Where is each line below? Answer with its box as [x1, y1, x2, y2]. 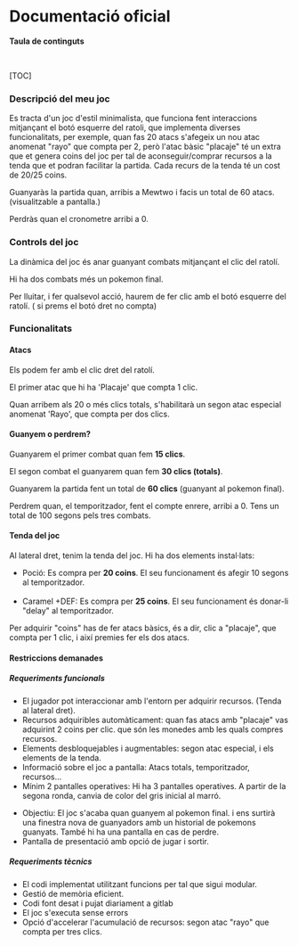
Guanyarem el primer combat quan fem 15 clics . [9, 448, 186, 459]
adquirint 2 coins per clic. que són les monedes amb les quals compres [21, 724, 284, 735]
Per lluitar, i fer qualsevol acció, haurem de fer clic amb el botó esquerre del [9, 291, 286, 301]
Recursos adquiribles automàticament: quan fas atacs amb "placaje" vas [21, 714, 289, 725]
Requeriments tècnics [9, 856, 93, 867]
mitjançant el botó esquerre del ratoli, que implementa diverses [9, 122, 241, 133]
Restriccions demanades [9, 653, 104, 663]
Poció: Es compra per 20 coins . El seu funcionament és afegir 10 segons [21, 568, 289, 579]
